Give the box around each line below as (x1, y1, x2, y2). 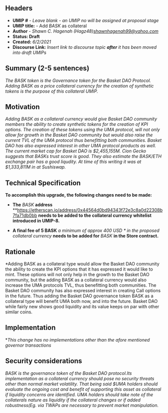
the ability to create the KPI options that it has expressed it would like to (5, 266, 153, 272)
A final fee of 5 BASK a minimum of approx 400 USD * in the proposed (12, 227, 159, 233)
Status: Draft (12, 33, 40, 39)
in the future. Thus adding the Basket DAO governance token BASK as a (5, 293, 154, 299)
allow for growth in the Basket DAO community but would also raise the (5, 132, 153, 138)
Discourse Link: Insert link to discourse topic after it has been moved (12, 44, 157, 50)
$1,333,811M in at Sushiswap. (5, 164, 66, 170)
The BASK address (12, 202, 53, 208)
